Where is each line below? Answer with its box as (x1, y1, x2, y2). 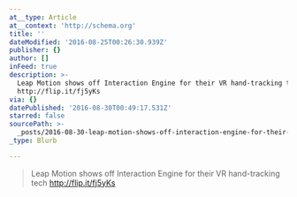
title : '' (9, 29, 46, 38)
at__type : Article (9, 12, 77, 22)
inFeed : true (9, 63, 57, 72)
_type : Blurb (9, 136, 57, 145)
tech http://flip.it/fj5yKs (30, 178, 116, 188)
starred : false (9, 111, 65, 120)
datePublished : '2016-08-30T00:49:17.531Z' (9, 103, 172, 112)
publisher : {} (9, 46, 62, 55)
